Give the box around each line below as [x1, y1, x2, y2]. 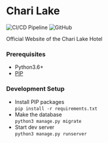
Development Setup [6, 85, 65, 93]
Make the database [14, 111, 62, 118]
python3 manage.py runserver [14, 131, 87, 137]
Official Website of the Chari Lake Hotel [6, 35, 103, 42]
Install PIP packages [14, 98, 65, 105]
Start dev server [14, 123, 55, 131]
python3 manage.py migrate [14, 118, 82, 124]
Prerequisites [6, 50, 46, 58]
